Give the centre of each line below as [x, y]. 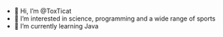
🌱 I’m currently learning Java [56, 26]
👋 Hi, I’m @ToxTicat [43, 11]
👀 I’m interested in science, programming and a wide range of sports [115, 18]
